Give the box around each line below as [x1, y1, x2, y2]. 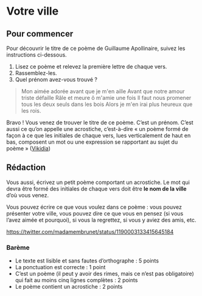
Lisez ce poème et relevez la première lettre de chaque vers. [15, 63, 167, 70]
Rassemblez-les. [15, 69, 57, 77]
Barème [6, 243, 30, 252]
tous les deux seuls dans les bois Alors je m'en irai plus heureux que [21, 100, 193, 108]
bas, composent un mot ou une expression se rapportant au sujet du [6, 138, 178, 146]
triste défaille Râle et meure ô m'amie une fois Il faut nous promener [21, 94, 192, 101]
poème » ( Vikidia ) [6, 145, 50, 152]
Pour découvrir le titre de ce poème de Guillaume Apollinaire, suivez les [6, 44, 186, 52]
